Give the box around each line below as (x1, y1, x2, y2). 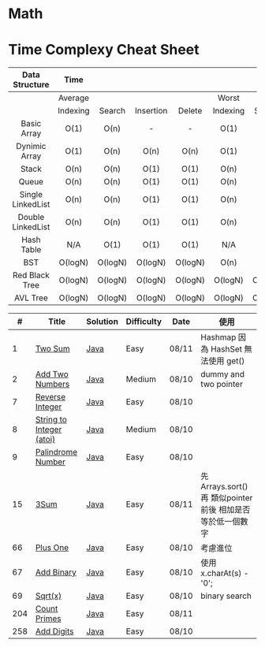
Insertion (135, 106, 168, 117)
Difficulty (125, 316, 162, 327)
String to (35, 415, 67, 426)
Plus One (35, 542, 69, 553)
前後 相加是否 (200, 504, 251, 515)
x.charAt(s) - (200, 568, 249, 579)
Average (58, 92, 89, 103)
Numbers (35, 379, 70, 390)
